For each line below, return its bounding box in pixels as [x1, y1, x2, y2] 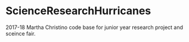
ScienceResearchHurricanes [5, 4, 151, 18]
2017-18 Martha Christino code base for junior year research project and [5, 24, 183, 31]
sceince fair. [5, 30, 36, 37]
